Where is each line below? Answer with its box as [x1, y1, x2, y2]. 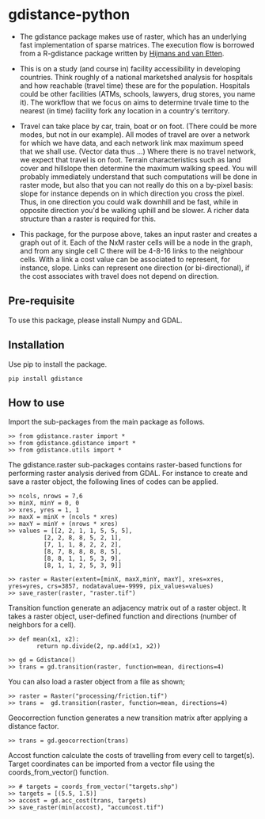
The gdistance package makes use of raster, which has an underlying [19, 32, 247, 41]
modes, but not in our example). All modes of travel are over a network [19, 129, 251, 139]
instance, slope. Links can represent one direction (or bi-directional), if [19, 263, 250, 272]
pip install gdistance [8, 375, 83, 383]
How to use [8, 396, 65, 409]
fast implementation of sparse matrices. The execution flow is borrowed [19, 40, 255, 49]
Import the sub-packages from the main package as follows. [8, 417, 206, 427]
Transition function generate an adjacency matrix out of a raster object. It [8, 604, 247, 613]
